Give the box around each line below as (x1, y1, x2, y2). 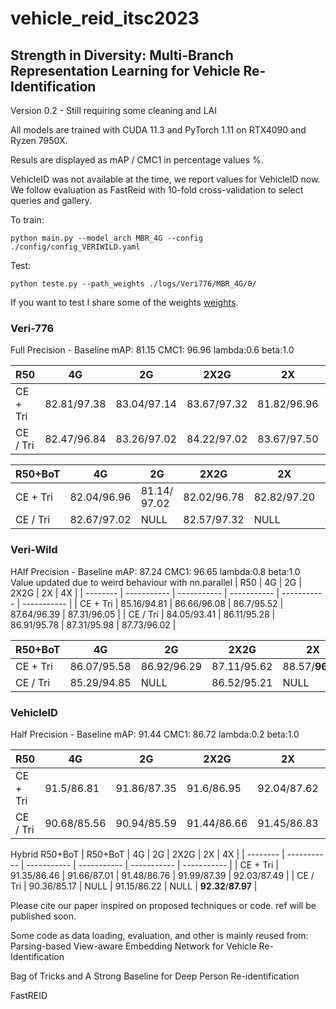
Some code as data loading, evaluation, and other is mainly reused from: (10, 929, 309, 941)
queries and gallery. (10, 195, 93, 206)
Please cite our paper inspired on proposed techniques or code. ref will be (10, 899, 317, 911)
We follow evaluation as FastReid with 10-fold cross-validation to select (10, 184, 304, 196)
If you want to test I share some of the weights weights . (10, 297, 239, 308)
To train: (10, 214, 45, 226)
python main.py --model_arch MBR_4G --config (10, 233, 203, 243)
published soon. (10, 910, 77, 922)
